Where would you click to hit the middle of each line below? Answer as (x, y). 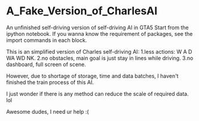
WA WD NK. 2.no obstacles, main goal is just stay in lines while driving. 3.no (100, 58)
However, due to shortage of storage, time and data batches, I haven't (92, 76)
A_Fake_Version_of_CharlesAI (82, 11)
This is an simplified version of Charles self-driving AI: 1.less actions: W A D (99, 51)
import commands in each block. (47, 40)
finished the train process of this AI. (50, 82)
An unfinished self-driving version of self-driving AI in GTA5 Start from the (98, 27)
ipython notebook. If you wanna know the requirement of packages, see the (99, 33)
